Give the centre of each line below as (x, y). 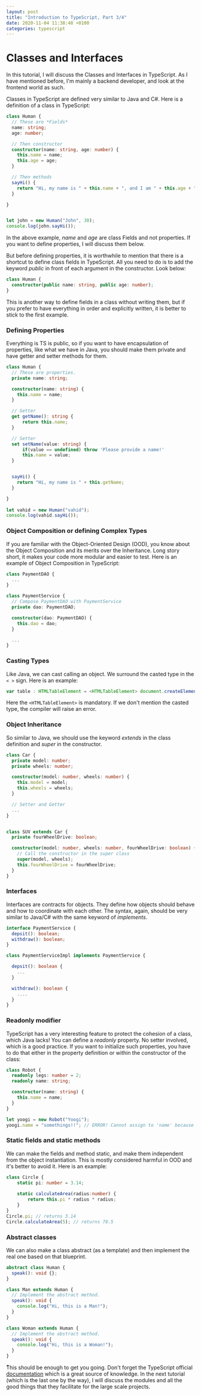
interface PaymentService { (41, 928)
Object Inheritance (34, 725)
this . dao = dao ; (37, 623)
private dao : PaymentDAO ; (44, 607)
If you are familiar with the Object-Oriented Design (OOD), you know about (98, 544)
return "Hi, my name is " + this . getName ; (71, 483)
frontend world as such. (36, 88)
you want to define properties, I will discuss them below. (76, 244)
